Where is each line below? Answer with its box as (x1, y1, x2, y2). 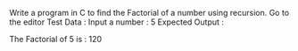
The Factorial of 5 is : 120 (9, 34, 103, 44)
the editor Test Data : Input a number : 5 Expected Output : (9, 17, 225, 27)
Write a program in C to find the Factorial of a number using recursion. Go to (9, 8, 290, 18)
